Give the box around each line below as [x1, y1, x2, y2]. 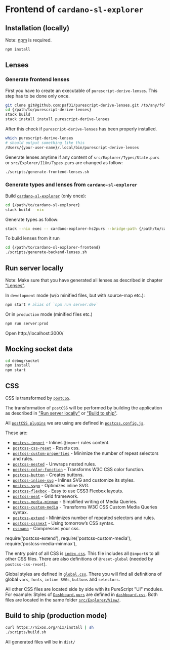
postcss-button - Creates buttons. [12, 472, 84, 478]
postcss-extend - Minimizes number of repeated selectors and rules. [12, 515, 155, 521]
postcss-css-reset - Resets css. [12, 445, 80, 451]
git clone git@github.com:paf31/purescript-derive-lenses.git [5, 103, 139, 108]
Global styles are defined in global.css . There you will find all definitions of [5, 571, 162, 577]
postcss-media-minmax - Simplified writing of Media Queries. [12, 499, 138, 505]
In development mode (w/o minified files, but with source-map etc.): [5, 292, 145, 299]
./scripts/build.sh [5, 629, 47, 635]
